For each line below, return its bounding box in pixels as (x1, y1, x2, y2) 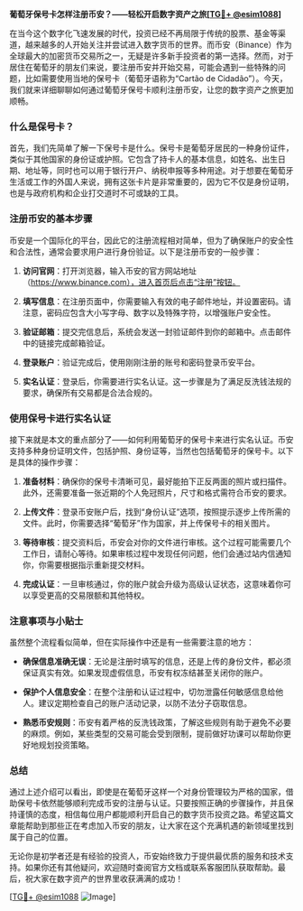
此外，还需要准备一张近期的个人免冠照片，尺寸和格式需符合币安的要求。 (22, 487, 291, 497)
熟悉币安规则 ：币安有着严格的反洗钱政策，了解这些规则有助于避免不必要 (22, 717, 291, 728)
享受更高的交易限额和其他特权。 (30, 590, 150, 600)
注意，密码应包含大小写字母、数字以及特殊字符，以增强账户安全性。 (22, 307, 276, 318)
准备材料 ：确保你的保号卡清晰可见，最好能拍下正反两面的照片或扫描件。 (22, 476, 291, 487)
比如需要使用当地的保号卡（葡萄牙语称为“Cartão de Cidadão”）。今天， (24, 73, 288, 84)
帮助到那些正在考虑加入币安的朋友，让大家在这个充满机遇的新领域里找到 (24, 821, 294, 832)
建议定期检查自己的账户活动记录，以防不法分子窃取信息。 (38, 698, 252, 709)
